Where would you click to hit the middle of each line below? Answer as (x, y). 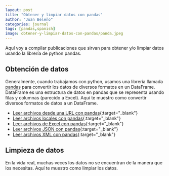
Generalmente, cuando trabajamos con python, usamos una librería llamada (84, 81)
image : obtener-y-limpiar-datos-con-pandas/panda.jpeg (64, 33)
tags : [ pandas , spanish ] (30, 29)
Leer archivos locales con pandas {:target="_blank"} (67, 118)
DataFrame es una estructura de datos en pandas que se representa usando (85, 92)
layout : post (19, 10)
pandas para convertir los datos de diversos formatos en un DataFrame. (80, 87)
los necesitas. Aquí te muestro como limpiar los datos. (61, 168)
